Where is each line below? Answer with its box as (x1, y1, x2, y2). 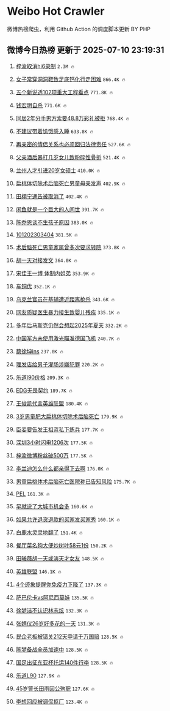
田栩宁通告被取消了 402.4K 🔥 (15, 192, 88, 200)
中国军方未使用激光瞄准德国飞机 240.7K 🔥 (15, 334, 121, 342)
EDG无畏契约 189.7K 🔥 (15, 386, 73, 394)
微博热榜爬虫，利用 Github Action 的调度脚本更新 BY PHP (7, 25, 151, 32)
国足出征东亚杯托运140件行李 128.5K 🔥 (15, 658, 113, 666)
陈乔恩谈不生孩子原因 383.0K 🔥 (15, 219, 94, 226)
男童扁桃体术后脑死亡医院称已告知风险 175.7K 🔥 (15, 478, 136, 485)
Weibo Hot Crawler (7, 4, 105, 18)
